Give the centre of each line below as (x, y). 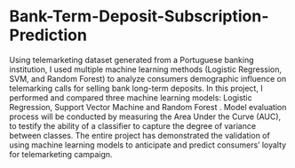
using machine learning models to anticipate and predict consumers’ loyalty (148, 145)
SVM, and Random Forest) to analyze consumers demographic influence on (148, 78)
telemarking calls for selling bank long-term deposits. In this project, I (136, 88)
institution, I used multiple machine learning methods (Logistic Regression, (146, 69)
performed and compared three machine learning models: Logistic (131, 97)
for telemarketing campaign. (61, 154)
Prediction (48, 35)
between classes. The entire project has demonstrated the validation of (140, 135)
